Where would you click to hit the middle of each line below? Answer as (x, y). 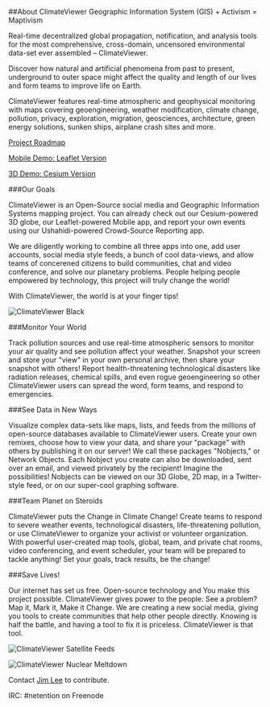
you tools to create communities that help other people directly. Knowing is (133, 616)
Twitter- (248, 477)
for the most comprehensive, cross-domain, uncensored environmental (127, 44)
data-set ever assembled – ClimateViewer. (78, 53)
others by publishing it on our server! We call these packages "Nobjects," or (134, 451)
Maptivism (25, 20)
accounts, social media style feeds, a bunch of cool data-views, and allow (131, 254)
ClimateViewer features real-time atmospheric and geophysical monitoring (132, 101)
